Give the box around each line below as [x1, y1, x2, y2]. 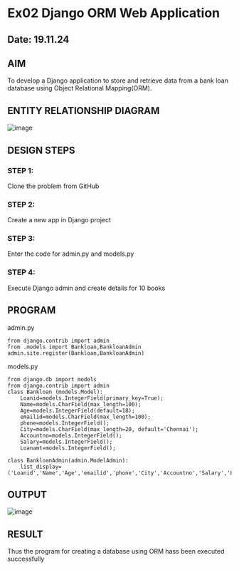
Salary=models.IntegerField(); [20, 438, 113, 445]
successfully [7, 554, 45, 564]
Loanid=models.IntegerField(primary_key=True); [20, 394, 164, 402]
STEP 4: [7, 267, 36, 277]
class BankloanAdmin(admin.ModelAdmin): [7, 457, 129, 464]
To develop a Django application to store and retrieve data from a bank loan [7, 76, 229, 85]
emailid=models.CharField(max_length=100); [20, 413, 152, 420]
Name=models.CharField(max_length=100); [20, 400, 142, 408]
